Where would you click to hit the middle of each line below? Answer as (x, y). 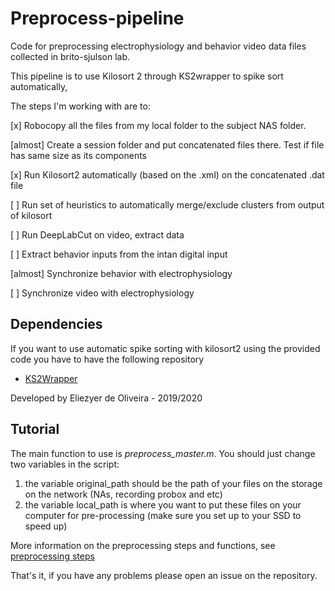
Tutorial (35, 429)
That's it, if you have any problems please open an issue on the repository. (164, 575)
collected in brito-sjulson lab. (70, 56)
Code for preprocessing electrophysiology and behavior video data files (158, 46)
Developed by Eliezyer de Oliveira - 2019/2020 (106, 398)
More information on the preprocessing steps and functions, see (143, 545)
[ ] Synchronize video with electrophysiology (102, 293)
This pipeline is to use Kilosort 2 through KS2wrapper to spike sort (147, 76)
